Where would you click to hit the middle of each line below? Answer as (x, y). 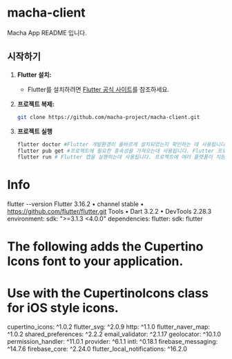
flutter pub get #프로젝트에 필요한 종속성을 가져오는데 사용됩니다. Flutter (116, 151)
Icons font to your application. (95, 261)
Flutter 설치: (34, 75)
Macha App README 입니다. (47, 33)
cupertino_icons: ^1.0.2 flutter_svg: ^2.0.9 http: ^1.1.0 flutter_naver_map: (109, 327)
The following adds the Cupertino (105, 247)
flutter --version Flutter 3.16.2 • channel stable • (76, 204)
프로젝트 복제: (36, 104)
